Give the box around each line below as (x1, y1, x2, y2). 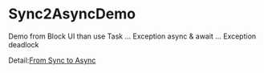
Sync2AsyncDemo (8, 5, 136, 23)
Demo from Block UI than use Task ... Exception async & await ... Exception (8, 31, 257, 41)
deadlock (8, 39, 39, 49)
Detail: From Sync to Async (8, 55, 96, 65)
